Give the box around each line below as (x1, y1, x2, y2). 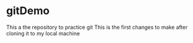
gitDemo (6, 4, 50, 18)
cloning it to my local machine (6, 29, 80, 37)
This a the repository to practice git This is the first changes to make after (6, 24, 188, 31)
